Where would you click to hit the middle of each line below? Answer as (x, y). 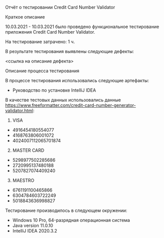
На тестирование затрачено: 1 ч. (40, 42)
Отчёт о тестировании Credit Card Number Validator (60, 7)
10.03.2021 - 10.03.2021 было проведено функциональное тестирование (82, 27)
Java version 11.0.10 (33, 225)
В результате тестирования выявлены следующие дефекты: (70, 51)
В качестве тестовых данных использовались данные (63, 100)
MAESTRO (23, 180)
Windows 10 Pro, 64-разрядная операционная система (71, 220)
